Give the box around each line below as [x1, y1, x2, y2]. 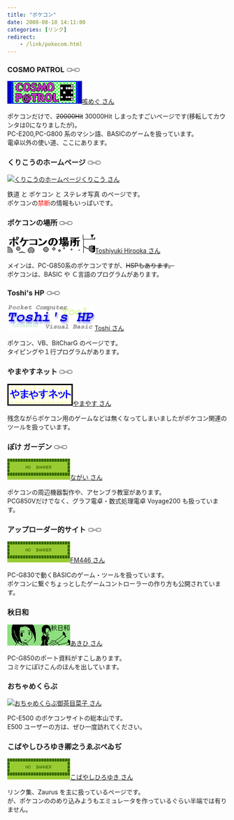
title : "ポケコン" [7, 11, 57, 18]
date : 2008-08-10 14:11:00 [7, 18, 86, 26]
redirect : [7, 34, 36, 41]
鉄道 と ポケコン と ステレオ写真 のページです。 [7, 190, 145, 198]
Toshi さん [94, 324, 124, 333]
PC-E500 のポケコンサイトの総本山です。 [7, 714, 127, 722]
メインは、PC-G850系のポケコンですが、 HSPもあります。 [7, 261, 175, 270]
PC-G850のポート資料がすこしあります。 [7, 653, 126, 662]
